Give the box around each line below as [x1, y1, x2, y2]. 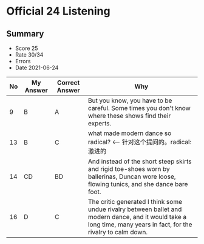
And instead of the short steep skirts [87, 157, 192, 166]
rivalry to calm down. [87, 228, 148, 236]
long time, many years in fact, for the [87, 220, 192, 229]
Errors [15, 58, 31, 64]
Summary [6, 29, 44, 39]
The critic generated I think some [87, 198, 182, 206]
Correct [56, 78, 80, 86]
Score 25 [15, 44, 38, 52]
